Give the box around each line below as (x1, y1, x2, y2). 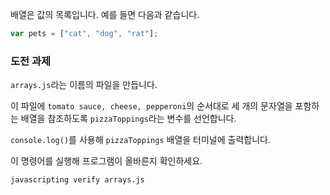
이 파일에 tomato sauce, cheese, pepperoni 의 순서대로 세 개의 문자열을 (10, 100, 293, 112)
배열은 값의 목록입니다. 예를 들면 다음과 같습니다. (10, 9, 200, 20)
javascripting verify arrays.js (10, 175, 145, 185)
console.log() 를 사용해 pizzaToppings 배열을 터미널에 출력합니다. (10, 134, 271, 146)
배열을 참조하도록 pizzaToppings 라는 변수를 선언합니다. (20, 113, 237, 125)
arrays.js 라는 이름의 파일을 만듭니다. (10, 79, 158, 91)
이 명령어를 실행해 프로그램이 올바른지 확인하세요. (10, 155, 203, 167)
